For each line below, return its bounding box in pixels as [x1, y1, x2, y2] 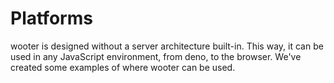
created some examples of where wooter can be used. [10, 61, 236, 73]
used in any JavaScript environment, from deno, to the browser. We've [10, 50, 302, 62]
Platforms [10, 7, 93, 30]
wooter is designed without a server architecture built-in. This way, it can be [10, 40, 324, 52]
